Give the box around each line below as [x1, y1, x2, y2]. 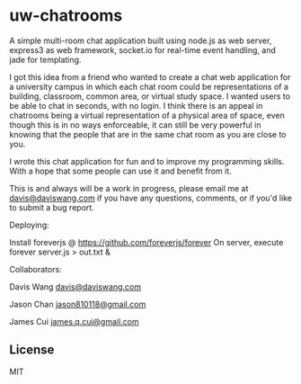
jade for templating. [9, 54, 82, 65]
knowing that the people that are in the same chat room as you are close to [9, 129, 287, 139]
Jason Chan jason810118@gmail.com [9, 299, 146, 309]
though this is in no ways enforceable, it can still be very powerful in [9, 119, 261, 130]
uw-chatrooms [9, 5, 123, 26]
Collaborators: [9, 263, 62, 274]
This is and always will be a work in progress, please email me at [9, 183, 249, 193]
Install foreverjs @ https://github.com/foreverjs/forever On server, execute [9, 237, 284, 247]
